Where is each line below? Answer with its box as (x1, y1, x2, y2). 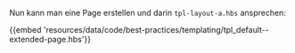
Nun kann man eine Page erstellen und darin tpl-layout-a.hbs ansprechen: (9, 8, 287, 18)
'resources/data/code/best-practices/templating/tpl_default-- (43, 25, 269, 34)
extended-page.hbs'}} (9, 34, 92, 44)
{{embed (9, 25, 42, 34)
